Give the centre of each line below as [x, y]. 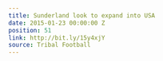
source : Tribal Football [50, 45]
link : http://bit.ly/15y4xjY [57, 38]
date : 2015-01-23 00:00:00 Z [57, 23]
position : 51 [30, 30]
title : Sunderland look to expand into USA [82, 15]
